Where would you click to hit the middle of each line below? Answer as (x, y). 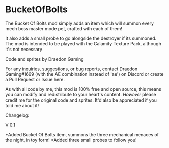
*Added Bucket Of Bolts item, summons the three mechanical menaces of (82, 134)
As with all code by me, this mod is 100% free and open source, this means (83, 89)
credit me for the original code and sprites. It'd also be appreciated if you (81, 100)
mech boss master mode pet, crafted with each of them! (64, 28)
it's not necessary (24, 49)
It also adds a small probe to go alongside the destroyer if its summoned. (81, 38)
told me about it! (22, 105)
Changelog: (17, 115)
